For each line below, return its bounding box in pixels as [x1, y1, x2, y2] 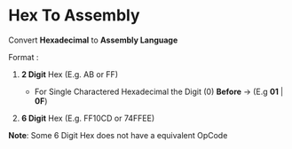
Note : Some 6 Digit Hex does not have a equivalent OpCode [8, 129, 228, 140]
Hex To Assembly [8, 5, 140, 26]
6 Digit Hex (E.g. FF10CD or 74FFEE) [20, 113, 155, 123]
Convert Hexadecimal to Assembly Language [8, 35, 178, 45]
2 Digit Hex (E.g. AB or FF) [20, 68, 119, 80]
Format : [8, 51, 39, 62]
